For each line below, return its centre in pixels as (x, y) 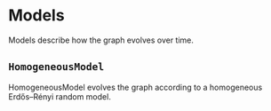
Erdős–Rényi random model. (60, 96)
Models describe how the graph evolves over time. (101, 40)
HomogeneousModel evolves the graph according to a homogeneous (135, 87)
